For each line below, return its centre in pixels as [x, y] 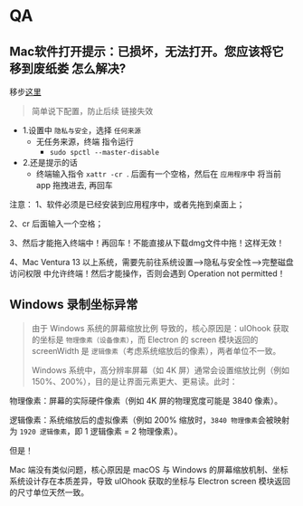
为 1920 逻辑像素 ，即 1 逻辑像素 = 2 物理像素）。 [96, 431]
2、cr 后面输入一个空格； [57, 224]
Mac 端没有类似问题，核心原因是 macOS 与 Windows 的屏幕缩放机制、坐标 [149, 469]
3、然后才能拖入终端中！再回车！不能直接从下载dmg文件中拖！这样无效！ [147, 243]
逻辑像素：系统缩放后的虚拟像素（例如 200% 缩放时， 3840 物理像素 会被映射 [150, 420]
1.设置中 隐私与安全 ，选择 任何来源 [82, 130]
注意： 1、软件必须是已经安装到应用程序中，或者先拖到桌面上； [127, 204]
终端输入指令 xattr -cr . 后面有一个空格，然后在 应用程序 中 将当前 [159, 174]
